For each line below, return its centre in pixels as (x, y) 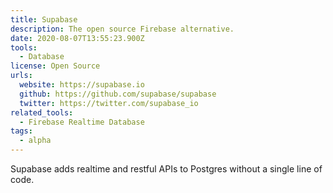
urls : (21, 76)
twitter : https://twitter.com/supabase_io (109, 103)
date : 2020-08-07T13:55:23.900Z (77, 38)
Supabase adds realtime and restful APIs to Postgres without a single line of (166, 169)
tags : (21, 131)
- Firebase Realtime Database (82, 122)
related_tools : (42, 112)
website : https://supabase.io (82, 85)
